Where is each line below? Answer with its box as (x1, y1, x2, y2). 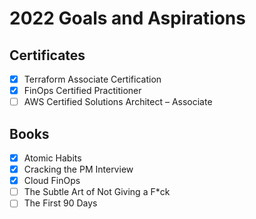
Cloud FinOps (23, 175, 81, 187)
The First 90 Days (23, 197, 98, 209)
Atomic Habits (23, 152, 82, 164)
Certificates (9, 47, 86, 64)
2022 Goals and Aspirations (9, 7, 246, 30)
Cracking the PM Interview (23, 163, 134, 176)
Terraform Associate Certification (23, 73, 162, 85)
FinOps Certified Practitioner (23, 85, 142, 97)
